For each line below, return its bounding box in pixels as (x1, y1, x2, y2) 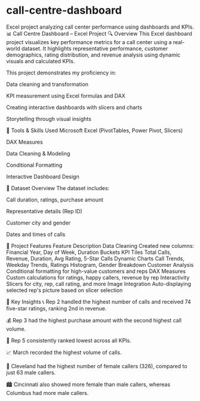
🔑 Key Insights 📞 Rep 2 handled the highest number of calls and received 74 (6, 298, 191, 305)
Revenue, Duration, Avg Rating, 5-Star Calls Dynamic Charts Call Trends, (6, 254, 185, 262)
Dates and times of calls (6, 231, 66, 238)
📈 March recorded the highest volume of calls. (6, 349, 122, 356)
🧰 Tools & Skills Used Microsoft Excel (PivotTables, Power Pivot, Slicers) (6, 126, 183, 134)
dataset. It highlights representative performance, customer (21, 45, 168, 52)
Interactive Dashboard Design (6, 173, 79, 180)
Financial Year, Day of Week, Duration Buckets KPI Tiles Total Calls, (6, 248, 172, 256)
